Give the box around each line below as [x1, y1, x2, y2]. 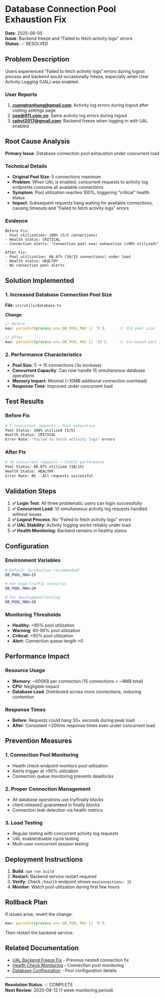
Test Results [5, 397, 44, 406]
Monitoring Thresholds [5, 611, 61, 618]
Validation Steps [5, 487, 56, 495]
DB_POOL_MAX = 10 [5, 599, 36, 605]
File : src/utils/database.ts [5, 302, 61, 308]
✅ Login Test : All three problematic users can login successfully [12, 500, 142, 506]
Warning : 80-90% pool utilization [12, 627, 81, 633]
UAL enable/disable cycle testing [12, 836, 79, 842]
